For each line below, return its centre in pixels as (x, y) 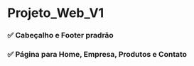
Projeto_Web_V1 (56, 13)
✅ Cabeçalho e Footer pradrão (60, 35)
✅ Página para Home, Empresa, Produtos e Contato (97, 55)
